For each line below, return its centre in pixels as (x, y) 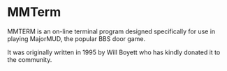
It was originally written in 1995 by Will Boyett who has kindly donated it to (114, 52)
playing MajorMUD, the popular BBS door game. (76, 38)
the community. (30, 59)
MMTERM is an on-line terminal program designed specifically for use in (111, 31)
